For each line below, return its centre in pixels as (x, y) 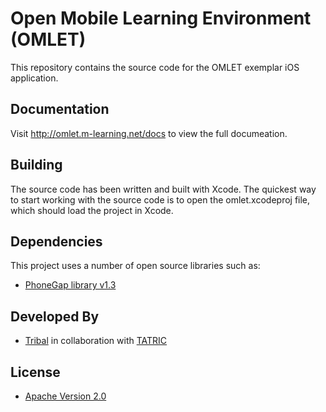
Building (36, 165)
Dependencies (56, 241)
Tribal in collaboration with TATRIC (96, 341)
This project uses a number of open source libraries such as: (135, 266)
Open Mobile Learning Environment (161, 18)
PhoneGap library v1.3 (70, 285)
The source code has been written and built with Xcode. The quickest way (163, 189)
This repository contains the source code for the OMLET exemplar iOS (155, 67)
